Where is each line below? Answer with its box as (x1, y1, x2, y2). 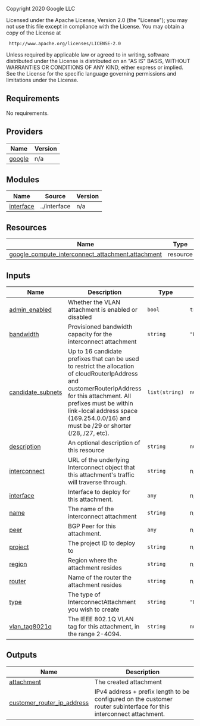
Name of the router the (67, 574, 132, 582)
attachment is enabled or (67, 306, 138, 314)
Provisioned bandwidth (67, 323, 133, 331)
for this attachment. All (67, 392, 132, 400)
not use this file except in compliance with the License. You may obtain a (6, 23, 185, 30)
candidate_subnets (9, 388, 62, 396)
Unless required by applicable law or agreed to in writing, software (6, 51, 170, 58)
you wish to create (67, 605, 120, 614)
